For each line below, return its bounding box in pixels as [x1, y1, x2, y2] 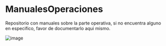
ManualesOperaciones [5, 3, 103, 15]
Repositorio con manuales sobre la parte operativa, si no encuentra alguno [5, 20, 161, 26]
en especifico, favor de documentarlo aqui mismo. [5, 25, 111, 31]
